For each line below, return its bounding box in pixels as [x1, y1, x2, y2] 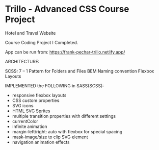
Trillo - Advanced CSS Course [5, 3, 129, 15]
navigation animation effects [12, 139, 70, 145]
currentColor [12, 118, 38, 124]
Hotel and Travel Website [5, 30, 56, 36]
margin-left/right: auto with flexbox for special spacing [12, 128, 123, 134]
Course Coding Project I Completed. [5, 39, 79, 45]
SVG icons [12, 102, 33, 108]
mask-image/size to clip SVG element [12, 134, 88, 140]
